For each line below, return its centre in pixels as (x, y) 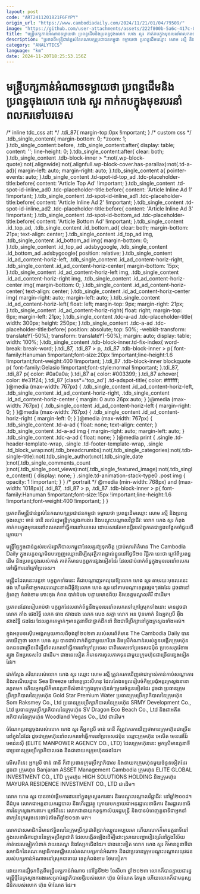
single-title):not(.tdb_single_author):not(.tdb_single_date (75, 456)
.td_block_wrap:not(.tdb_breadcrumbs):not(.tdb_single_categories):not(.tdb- (100, 450)
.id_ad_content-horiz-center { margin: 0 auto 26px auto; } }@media (88, 399)
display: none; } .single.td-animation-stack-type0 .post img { (111, 475)
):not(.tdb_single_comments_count (49, 463)
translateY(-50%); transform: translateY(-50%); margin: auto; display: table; (99, 335)
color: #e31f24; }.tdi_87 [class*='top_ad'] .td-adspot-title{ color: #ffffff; (93, 380)
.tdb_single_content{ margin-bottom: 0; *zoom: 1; (66, 139)
